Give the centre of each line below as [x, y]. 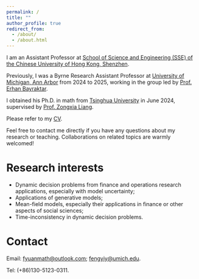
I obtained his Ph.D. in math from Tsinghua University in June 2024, [91, 100]
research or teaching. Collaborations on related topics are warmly [89, 137]
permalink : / [23, 12]
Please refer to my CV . [34, 119]
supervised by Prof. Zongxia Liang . [50, 107]
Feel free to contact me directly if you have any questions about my [91, 130]
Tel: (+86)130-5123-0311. [38, 270]
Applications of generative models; [59, 198]
